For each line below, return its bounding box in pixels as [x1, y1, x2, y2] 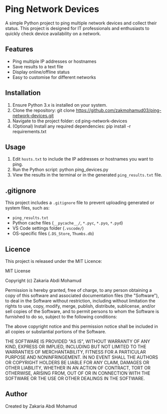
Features [5, 45, 33, 53]
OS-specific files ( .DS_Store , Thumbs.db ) [12, 230, 94, 236]
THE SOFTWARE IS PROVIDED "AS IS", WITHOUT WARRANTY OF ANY [5, 338, 151, 344]
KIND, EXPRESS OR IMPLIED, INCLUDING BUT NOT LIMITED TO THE [5, 344, 147, 350]
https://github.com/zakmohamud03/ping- [75, 107, 162, 113]
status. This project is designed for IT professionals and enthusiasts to [5, 25, 150, 31]
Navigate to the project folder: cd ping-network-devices [12, 118, 128, 124]
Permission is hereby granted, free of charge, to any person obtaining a [5, 287, 152, 293]
